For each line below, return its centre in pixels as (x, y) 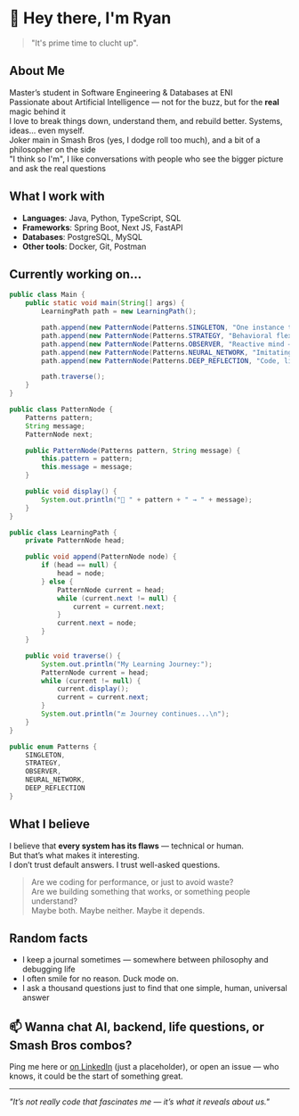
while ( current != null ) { (91, 681)
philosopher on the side (53, 149)
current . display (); (93, 689)
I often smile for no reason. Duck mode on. (101, 979)
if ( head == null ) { (79, 566)
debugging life (48, 969)
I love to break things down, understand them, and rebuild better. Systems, (146, 120)
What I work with (57, 197)
